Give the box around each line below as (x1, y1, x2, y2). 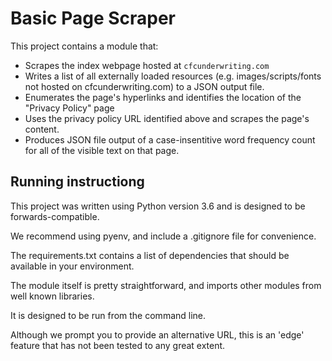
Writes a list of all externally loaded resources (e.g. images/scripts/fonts (24, 70, 322, 82)
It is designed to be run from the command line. (10, 309, 207, 321)
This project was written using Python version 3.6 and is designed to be (10, 200, 306, 212)
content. (24, 123, 60, 135)
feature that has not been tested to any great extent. (10, 339, 226, 351)
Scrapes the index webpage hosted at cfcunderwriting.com (24, 59, 270, 71)
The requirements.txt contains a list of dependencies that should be (10, 249, 290, 261)
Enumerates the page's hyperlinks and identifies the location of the (24, 91, 302, 103)
